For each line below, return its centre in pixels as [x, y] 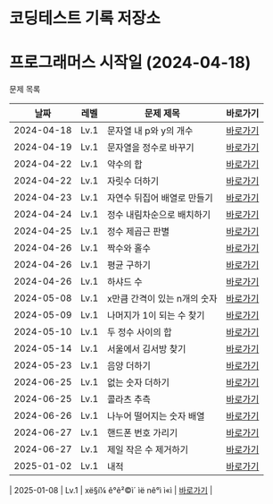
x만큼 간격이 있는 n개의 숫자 [162, 299]
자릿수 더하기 [132, 182]
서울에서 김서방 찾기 [146, 349]
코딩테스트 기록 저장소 [85, 18]
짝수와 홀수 [129, 249]
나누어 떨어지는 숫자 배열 [156, 416]
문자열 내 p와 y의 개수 [150, 131]
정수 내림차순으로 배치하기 [159, 215]
